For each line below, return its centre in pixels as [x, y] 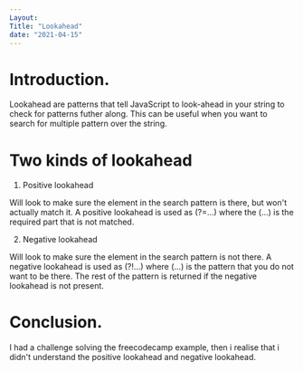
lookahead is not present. [57, 286]
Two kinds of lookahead [101, 160]
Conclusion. [56, 323]
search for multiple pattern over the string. [88, 124]
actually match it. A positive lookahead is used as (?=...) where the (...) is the [151, 213]
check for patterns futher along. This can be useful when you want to [139, 114]
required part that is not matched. [72, 222]
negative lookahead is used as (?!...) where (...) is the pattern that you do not [151, 267]
